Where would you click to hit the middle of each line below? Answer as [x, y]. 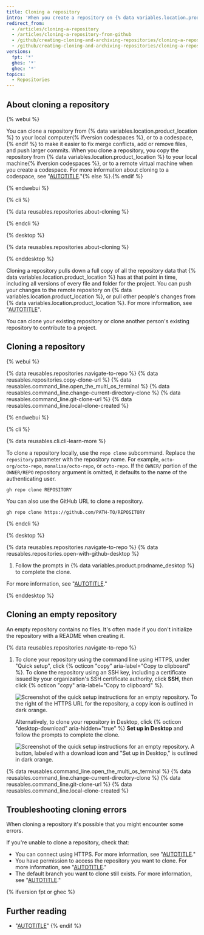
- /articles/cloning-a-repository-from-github [72, 35]
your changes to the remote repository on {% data [69, 290]
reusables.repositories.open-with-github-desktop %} [73, 553]
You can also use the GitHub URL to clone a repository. [75, 501]
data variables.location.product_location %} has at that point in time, [92, 277]
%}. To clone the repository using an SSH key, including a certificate [100, 672]
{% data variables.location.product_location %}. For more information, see [99, 303]
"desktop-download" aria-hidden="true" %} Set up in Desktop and [99, 728]
